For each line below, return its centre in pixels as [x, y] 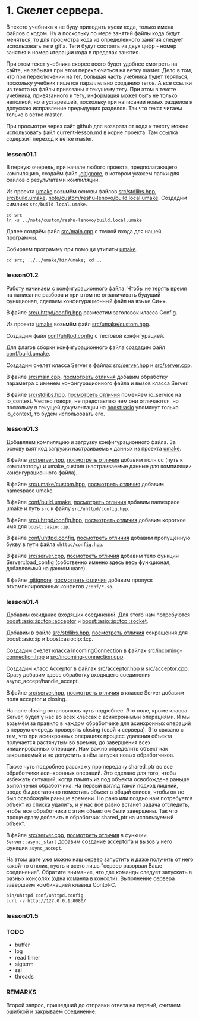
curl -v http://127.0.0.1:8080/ [46, 901]
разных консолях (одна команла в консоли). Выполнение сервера [91, 878]
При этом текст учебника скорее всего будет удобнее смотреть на [92, 64]
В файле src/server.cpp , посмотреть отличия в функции [76, 835]
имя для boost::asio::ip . [38, 526]
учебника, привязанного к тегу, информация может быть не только [92, 95]
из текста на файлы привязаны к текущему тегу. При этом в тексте [91, 89]
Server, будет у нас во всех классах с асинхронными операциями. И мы [98, 717]
